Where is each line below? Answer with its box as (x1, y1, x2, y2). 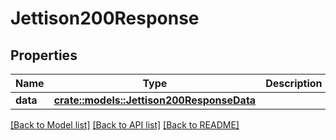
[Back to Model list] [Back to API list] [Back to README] (10, 119, 240, 131)
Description (265, 77, 323, 90)
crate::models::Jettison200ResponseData (53, 93, 257, 107)
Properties (10, 47, 78, 64)
